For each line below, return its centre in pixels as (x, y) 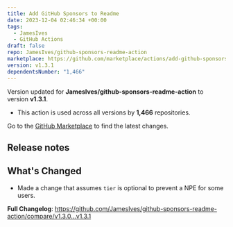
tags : (15, 26)
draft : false (26, 46)
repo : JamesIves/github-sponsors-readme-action (77, 53)
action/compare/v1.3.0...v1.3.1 (49, 216)
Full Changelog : (30, 208)
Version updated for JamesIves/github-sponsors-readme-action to (105, 92)
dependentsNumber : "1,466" (46, 72)
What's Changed (44, 171)
